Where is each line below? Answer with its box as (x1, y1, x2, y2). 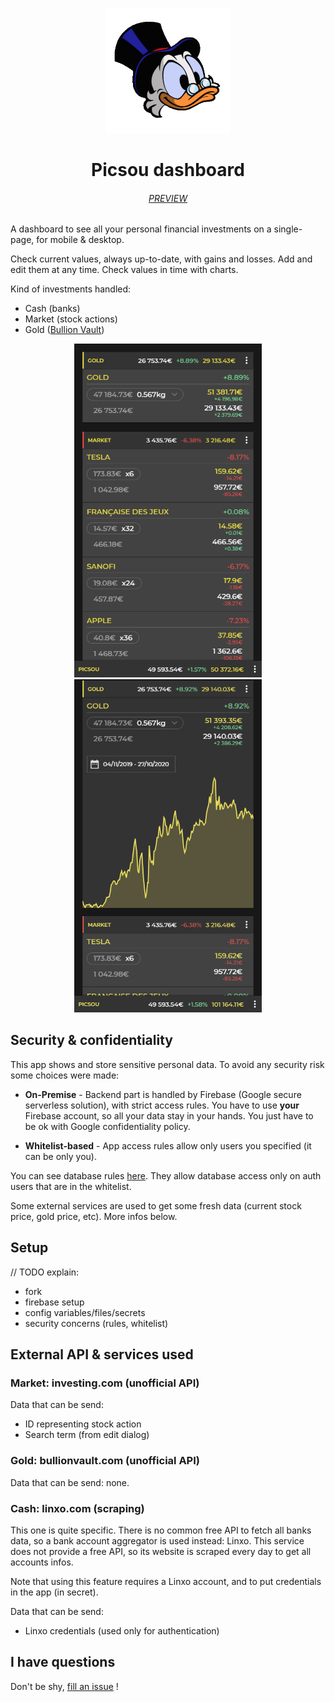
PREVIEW (148, 192, 188, 204)
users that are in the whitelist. (10, 1180, 132, 1192)
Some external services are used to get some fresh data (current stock (10, 1199, 302, 1212)
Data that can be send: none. (10, 1476, 130, 1488)
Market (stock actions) (24, 313, 118, 325)
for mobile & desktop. (36, 234, 125, 246)
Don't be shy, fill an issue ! (10, 1680, 119, 1692)
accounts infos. (10, 1556, 74, 1568)
